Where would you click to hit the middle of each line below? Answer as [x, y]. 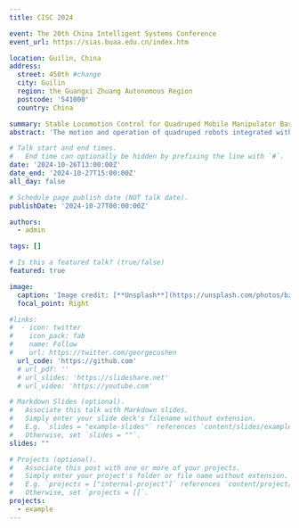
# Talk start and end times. [63, 148]
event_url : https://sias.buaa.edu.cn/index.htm [99, 42]
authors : [25, 222]
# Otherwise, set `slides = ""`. [75, 435]
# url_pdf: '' [43, 369]
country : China [45, 108]
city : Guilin [41, 83]
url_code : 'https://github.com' [77, 361]
